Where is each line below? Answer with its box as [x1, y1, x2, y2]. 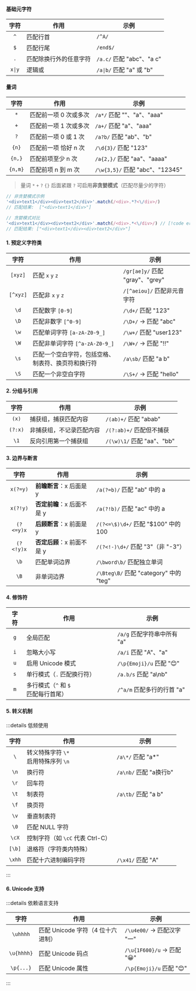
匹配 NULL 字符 [26, 823, 69, 831]
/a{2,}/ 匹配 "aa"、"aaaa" [94, 155, 167, 163]
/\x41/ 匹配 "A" [116, 856, 159, 864]
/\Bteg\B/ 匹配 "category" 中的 [96, 569, 181, 577]
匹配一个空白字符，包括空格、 [33, 350, 115, 358]
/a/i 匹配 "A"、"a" [117, 648, 168, 656]
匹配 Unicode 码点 [38, 949, 89, 958]
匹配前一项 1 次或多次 [29, 122, 89, 130]
